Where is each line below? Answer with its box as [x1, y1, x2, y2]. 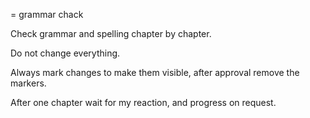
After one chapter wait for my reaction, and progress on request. [10, 97, 277, 108]
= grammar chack [10, 9, 84, 20]
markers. [10, 77, 47, 89]
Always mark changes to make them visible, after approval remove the [10, 67, 300, 78]
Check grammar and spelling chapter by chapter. [10, 28, 212, 39]
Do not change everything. [10, 47, 121, 59]
